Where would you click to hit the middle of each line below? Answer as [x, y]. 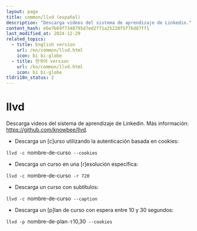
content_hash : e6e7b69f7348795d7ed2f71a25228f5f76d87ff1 [78, 28]
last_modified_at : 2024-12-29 [43, 34]
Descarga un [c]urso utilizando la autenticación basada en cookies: [97, 141]
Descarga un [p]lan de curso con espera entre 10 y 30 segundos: [94, 210]
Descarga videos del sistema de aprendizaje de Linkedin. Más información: [98, 123]
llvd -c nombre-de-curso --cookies [52, 153]
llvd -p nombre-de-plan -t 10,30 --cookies [59, 222]
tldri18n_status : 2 [30, 78]
